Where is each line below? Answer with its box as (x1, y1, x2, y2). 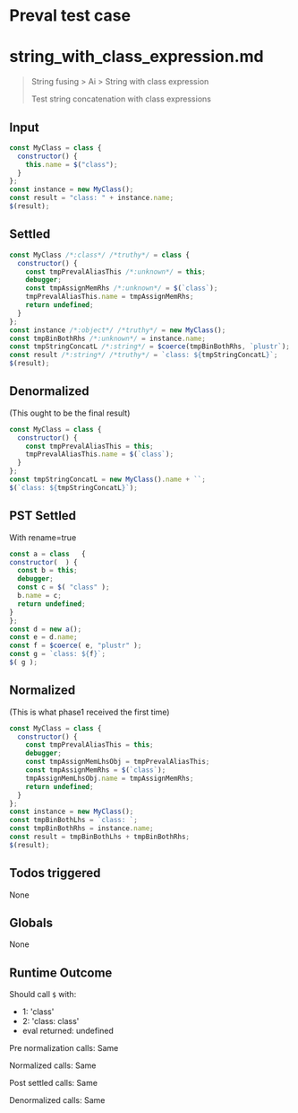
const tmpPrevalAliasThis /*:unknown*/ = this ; (25, 267, 206, 276)
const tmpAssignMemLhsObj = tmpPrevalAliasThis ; (25, 758, 210, 767)
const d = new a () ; (9, 625, 82, 634)
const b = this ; (17, 566, 78, 575)
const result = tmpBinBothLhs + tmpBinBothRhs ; (9, 832, 191, 842)
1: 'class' (21, 1006, 55, 1017)
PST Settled (9, 508, 77, 523)
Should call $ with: (9, 989, 77, 1000)
